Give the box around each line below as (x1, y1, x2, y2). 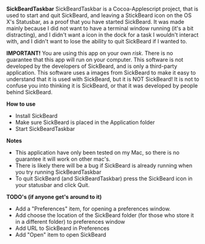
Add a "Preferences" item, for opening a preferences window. (15, 205, 171, 212)
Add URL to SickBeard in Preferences (15, 224, 110, 232)
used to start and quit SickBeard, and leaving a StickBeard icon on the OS (6, 12, 192, 19)
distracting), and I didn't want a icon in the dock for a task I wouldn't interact (6, 31, 199, 39)
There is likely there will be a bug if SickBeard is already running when (15, 162, 193, 169)
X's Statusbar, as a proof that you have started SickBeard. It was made (6, 18, 185, 25)
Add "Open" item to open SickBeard (15, 231, 106, 238)
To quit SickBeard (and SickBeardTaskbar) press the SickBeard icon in (15, 175, 193, 182)
